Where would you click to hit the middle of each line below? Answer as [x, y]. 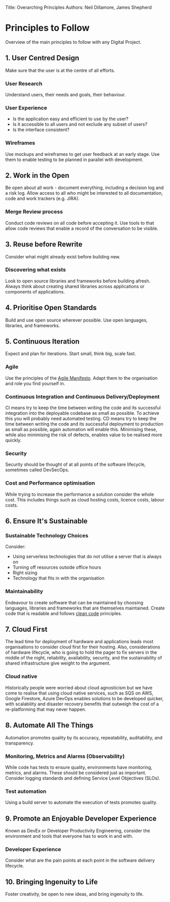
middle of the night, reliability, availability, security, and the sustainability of [84, 658]
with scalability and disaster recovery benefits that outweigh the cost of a [82, 704]
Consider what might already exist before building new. [63, 256]
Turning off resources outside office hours [57, 567]
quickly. [13, 440]
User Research [24, 84]
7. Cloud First [26, 630]
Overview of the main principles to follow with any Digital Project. [73, 42]
